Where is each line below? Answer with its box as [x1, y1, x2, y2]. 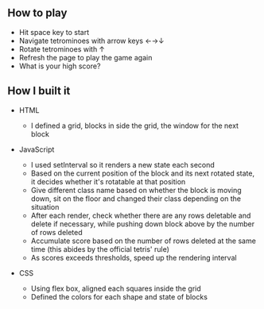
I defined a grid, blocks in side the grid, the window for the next [30, 121, 239, 130]
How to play [7, 6, 68, 20]
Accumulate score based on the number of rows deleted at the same [30, 236, 256, 245]
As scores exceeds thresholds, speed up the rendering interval [30, 253, 237, 262]
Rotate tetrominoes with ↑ [18, 44, 105, 54]
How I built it [7, 84, 71, 98]
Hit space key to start [18, 27, 89, 37]
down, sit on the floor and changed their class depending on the [30, 194, 242, 203]
